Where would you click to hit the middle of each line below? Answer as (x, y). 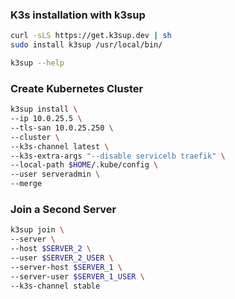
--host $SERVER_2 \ (51, 249)
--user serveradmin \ (55, 174)
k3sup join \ (37, 230)
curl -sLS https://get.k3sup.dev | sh (91, 36)
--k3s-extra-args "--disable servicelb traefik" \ (118, 156)
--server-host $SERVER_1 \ (66, 267)
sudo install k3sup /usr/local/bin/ (86, 45)
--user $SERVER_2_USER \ (62, 258)
